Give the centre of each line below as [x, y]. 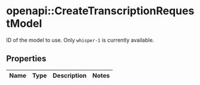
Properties [26, 59]
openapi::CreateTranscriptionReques [100, 11]
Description [70, 75]
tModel [24, 23]
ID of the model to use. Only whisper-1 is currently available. [80, 40]
